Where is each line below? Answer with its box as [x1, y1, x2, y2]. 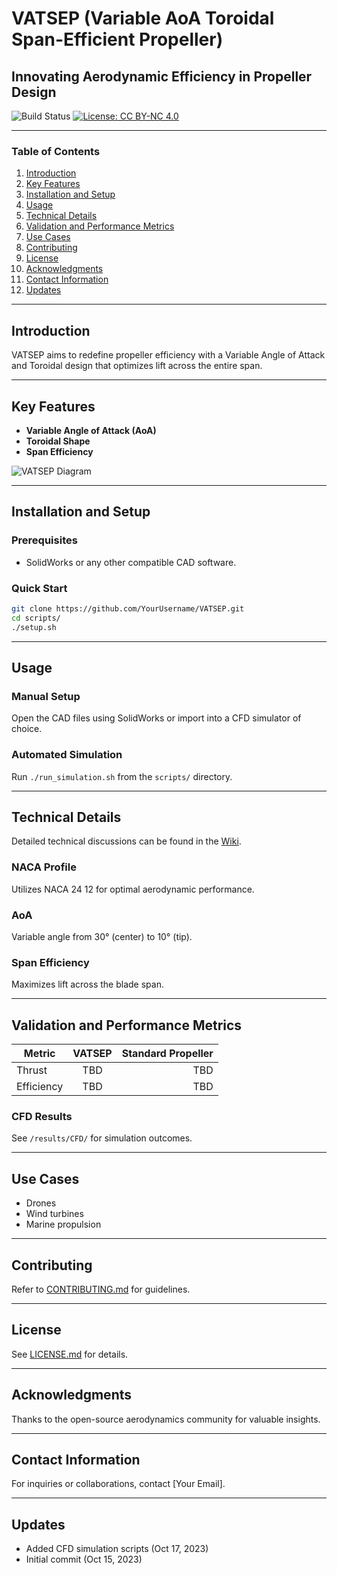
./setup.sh [11, 622, 57, 632]
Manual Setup [11, 689, 81, 703]
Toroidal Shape [25, 435, 91, 447]
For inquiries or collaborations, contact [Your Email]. [11, 1478, 226, 1490]
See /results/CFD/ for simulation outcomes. [11, 1132, 193, 1144]
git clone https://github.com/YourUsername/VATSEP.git [11, 603, 245, 614]
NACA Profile [11, 860, 77, 874]
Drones [25, 1197, 57, 1209]
